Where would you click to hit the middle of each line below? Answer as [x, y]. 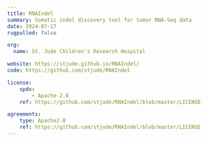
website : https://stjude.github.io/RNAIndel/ [73, 64]
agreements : [24, 114]
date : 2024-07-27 [32, 26]
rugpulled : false [32, 33]
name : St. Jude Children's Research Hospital [80, 52]
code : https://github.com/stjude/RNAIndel [69, 70]
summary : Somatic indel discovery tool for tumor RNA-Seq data [100, 20]
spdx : [27, 89]
